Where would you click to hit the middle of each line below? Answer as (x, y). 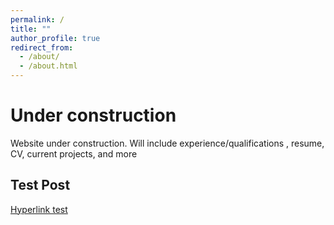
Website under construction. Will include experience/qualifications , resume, (167, 143)
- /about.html (48, 66)
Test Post (40, 185)
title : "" (31, 29)
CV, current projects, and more (74, 153)
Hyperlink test (39, 209)
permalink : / (37, 19)
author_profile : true (55, 38)
